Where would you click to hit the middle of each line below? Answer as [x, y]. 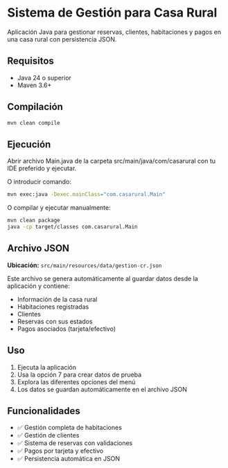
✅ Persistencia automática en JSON [68, 459]
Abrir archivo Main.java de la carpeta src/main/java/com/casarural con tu [112, 161]
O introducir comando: [39, 182]
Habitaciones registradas [53, 307]
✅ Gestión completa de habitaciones [70, 428]
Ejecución [29, 144]
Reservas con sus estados [55, 321]
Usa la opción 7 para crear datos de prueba [79, 375]
